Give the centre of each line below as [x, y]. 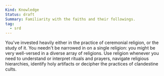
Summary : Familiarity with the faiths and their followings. [70, 19]
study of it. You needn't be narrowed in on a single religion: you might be [80, 48]
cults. [11, 69]
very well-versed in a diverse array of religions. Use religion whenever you [82, 53]
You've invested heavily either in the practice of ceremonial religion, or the [82, 42]
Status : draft [20, 14]
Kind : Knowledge [22, 10]
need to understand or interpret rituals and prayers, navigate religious [77, 58]
